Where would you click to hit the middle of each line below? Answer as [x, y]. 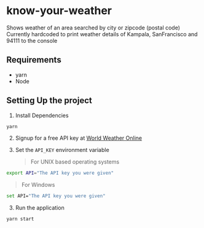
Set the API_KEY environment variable [62, 150]
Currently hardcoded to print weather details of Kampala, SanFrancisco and [102, 34]
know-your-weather [59, 11]
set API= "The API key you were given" [56, 196]
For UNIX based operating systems [75, 162]
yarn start [20, 219]
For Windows [38, 185]
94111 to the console [32, 40]
